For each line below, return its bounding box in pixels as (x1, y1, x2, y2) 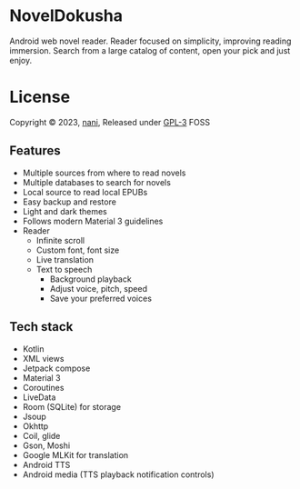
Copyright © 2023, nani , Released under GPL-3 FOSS (9, 116, 211, 127)
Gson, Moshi (22, 440, 71, 451)
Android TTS (22, 459, 71, 470)
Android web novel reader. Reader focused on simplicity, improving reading (9, 35, 292, 46)
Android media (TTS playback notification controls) (22, 469, 215, 480)
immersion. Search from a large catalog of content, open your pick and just (9, 45, 291, 55)
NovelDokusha (9, 5, 123, 26)
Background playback (49, 274, 132, 284)
